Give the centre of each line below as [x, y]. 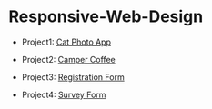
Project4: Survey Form [64, 94]
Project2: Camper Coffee [68, 59]
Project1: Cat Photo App [66, 42]
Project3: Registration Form [73, 77]
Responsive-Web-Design [106, 17]
